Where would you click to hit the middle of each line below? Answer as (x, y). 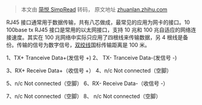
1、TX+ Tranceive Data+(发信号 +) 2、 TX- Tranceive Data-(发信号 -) (92, 58)
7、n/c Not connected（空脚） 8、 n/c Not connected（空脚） (84, 96)
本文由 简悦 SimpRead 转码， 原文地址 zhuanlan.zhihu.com (94, 9)
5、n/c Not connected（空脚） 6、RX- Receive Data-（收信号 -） (87, 83)
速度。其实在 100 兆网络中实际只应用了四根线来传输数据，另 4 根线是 (97, 37)
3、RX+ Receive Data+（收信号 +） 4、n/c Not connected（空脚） (89, 71)
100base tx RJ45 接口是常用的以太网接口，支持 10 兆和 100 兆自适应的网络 (99, 30)
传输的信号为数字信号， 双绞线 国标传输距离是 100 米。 (84, 45)
